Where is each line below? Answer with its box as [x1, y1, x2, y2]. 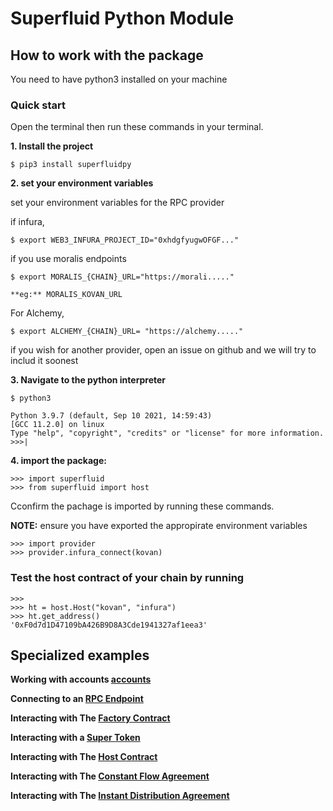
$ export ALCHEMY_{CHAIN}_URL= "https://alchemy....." [10, 327, 244, 337]
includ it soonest [10, 355, 79, 367]
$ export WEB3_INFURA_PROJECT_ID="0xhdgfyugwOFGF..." [10, 235, 240, 246]
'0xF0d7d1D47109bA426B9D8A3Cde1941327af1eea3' [10, 620, 208, 630]
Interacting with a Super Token [10, 732, 141, 744]
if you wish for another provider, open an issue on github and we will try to [10, 344, 317, 356]
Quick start [10, 98, 67, 112]
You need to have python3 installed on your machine [10, 73, 228, 85]
